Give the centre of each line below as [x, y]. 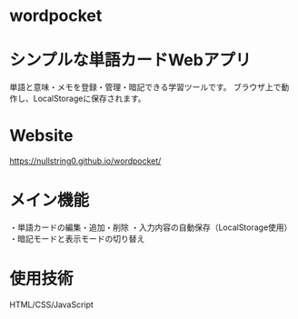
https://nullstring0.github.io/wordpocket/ [85, 161]
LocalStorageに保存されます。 [89, 99]
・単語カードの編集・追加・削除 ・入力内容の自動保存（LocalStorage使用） [151, 227]
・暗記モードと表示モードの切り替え [77, 239]
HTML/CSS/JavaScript [51, 304]
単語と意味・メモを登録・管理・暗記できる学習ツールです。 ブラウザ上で [145, 87]
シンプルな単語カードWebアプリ [130, 60]
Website [41, 136]
